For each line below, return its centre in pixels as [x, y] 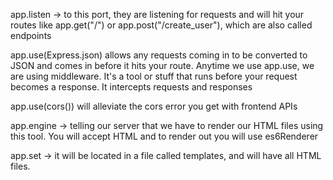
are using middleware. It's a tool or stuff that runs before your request [154, 76]
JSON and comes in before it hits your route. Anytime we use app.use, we [162, 65]
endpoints [31, 35]
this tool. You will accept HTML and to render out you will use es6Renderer [164, 136]
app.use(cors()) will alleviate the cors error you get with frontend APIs [154, 106]
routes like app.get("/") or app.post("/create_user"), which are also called [161, 25]
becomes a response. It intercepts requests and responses [131, 87]
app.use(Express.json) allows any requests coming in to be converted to [159, 55]
